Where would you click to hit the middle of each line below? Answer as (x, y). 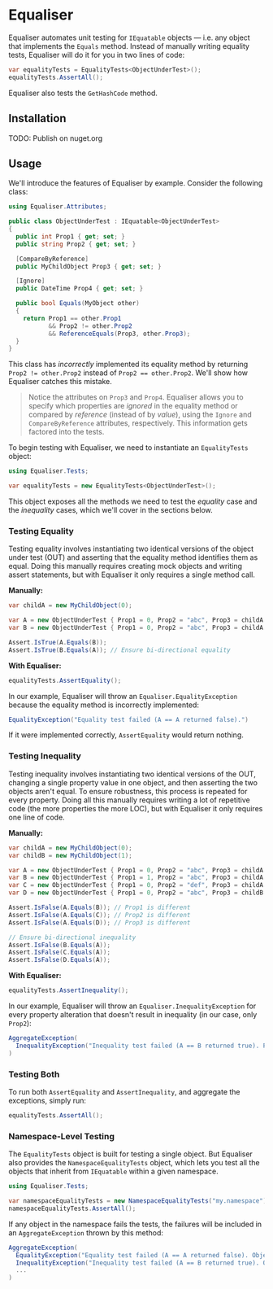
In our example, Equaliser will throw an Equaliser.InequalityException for (132, 1006)
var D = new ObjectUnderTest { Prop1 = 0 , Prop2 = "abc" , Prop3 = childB (136, 893)
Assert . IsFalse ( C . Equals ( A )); (60, 953)
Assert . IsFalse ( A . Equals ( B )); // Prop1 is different (100, 908)
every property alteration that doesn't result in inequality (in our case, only (133, 1015)
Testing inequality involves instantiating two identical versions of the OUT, (132, 774)
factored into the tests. (66, 432)
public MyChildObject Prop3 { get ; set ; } (89, 266)
